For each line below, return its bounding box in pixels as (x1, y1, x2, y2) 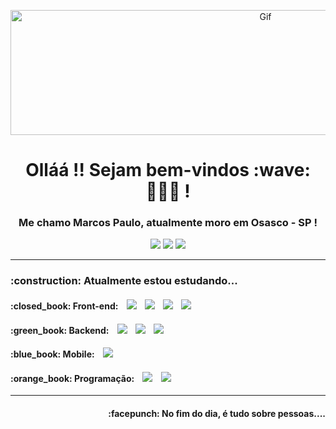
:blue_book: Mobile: (10, 348, 95, 360)
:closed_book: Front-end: (10, 300, 119, 312)
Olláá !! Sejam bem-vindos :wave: (25, 159, 311, 182)
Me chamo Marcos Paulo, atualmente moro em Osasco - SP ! (18, 216, 318, 230)
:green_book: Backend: (10, 324, 110, 336)
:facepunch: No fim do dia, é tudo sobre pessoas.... (108, 407, 326, 419)
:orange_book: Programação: (10, 372, 135, 384)
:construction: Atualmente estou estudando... (10, 274, 238, 288)
